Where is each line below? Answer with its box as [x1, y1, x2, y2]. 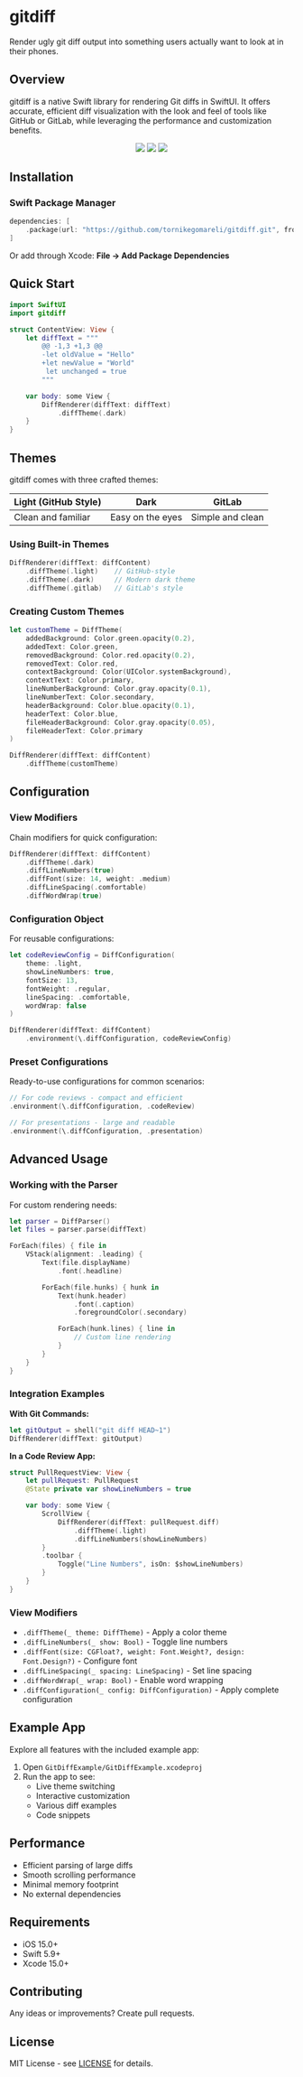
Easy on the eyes [109, 510, 183, 523]
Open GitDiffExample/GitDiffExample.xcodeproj [22, 1761, 203, 1772]
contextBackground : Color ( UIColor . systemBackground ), [25, 667, 232, 676]
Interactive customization [35, 1790, 131, 1801]
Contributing [9, 1984, 83, 1999]
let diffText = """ [25, 333, 99, 342]
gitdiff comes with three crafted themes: [9, 474, 159, 485]
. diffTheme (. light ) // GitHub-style [25, 567, 176, 576]
